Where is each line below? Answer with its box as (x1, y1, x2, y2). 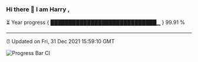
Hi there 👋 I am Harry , (6, 5, 70, 13)
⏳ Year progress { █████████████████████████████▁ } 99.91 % (6, 19, 186, 26)
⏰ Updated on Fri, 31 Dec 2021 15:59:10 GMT (6, 38, 115, 45)
